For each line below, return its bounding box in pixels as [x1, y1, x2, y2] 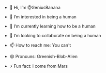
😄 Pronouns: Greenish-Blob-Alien [9, 54, 78, 59]
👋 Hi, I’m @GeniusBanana [9, 5, 61, 10]
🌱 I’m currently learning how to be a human [9, 23, 96, 29]
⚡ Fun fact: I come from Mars [9, 63, 68, 69]
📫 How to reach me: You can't [9, 43, 71, 48]
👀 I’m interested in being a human [9, 14, 76, 19]
